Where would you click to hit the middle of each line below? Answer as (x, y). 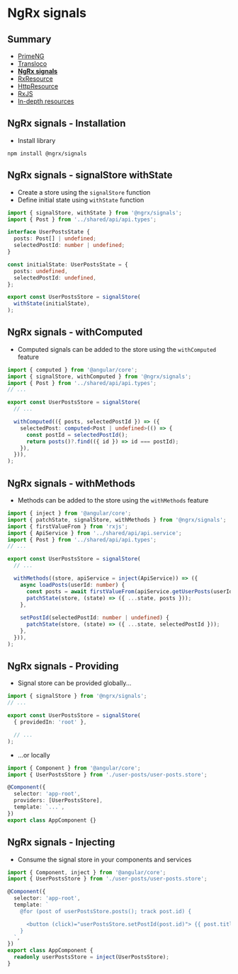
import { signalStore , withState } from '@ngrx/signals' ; (95, 213)
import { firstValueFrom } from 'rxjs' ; (68, 526)
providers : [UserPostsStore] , (58, 801)
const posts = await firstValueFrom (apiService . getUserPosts (118, 591)
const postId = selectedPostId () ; (77, 435)
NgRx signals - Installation (67, 124)
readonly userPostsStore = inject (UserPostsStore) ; (92, 957)
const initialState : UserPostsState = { (68, 264)
